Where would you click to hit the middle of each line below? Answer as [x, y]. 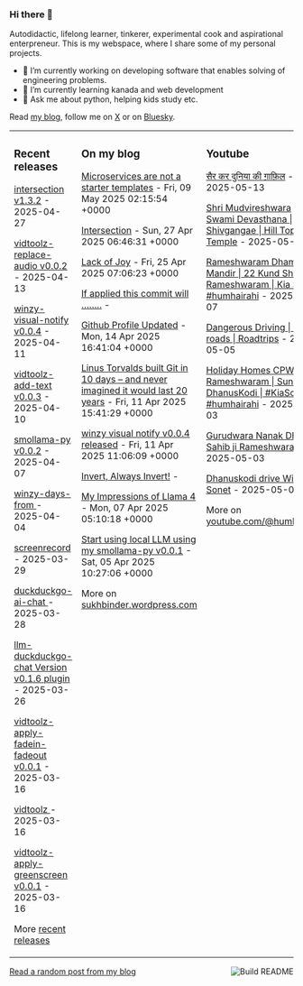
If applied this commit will [135, 294]
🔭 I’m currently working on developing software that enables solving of [154, 70]
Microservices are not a [131, 177]
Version [51, 668]
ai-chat [30, 602]
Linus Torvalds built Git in [134, 368]
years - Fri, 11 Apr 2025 [133, 402]
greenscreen [41, 875]
